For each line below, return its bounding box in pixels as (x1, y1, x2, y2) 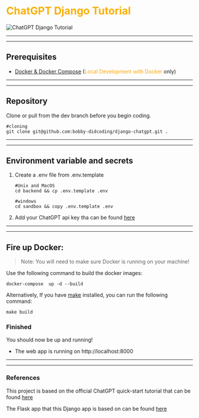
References (6, 374, 40, 382)
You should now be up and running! (6, 336, 93, 343)
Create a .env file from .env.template (14, 171, 104, 178)
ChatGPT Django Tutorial (6, 4, 131, 18)
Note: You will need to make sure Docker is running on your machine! (20, 258, 190, 265)
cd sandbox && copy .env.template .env (14, 203, 114, 210)
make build (6, 309, 33, 315)
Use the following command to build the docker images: (6, 270, 143, 277)
